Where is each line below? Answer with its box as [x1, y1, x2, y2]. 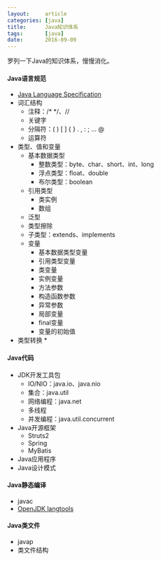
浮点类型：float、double [38, 169, 108, 177]
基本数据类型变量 [38, 248, 88, 257]
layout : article [7, 10, 68, 18]
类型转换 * [17, 336, 48, 345]
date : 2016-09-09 [7, 37, 77, 44]
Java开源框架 [17, 423, 57, 431]
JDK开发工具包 [17, 370, 61, 379]
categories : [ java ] [7, 17, 64, 24]
